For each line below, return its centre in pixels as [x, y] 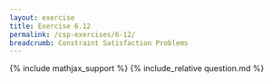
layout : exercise [42, 18]
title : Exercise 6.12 [50, 26]
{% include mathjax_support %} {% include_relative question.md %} [137, 68]
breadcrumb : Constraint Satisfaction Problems [99, 43]
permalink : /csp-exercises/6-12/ [73, 34]
